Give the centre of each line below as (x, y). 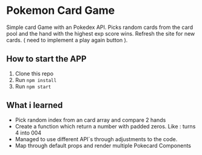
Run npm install (36, 80)
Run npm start (33, 86)
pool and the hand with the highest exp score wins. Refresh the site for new (101, 33)
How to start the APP (46, 59)
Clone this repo (34, 74)
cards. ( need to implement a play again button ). (67, 40)
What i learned (35, 105)
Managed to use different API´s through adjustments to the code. (96, 139)
